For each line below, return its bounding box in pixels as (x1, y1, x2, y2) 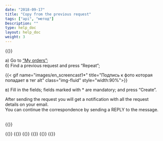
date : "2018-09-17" (5, 7, 45, 12)
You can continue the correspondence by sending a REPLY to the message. (5, 106, 159, 113)
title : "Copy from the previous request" (5, 12, 92, 17)
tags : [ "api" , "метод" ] (5, 16, 54, 21)
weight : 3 (5, 35, 26, 40)
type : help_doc (5, 25, 36, 30)
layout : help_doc (5, 30, 41, 35)
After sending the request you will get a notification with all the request (5, 96, 149, 102)
